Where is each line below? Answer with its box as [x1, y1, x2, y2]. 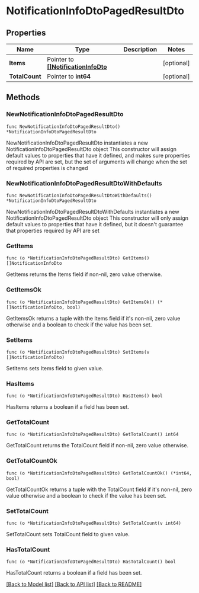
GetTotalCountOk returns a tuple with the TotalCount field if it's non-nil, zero [6, 486, 192, 493]
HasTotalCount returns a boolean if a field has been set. [6, 569, 142, 576]
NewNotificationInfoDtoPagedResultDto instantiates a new [6, 139, 149, 146]
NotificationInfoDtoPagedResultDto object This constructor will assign [6, 145, 176, 152]
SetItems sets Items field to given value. [6, 364, 104, 371]
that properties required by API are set [6, 227, 99, 234]
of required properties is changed [6, 164, 88, 171]
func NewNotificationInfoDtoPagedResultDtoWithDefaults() [6, 193, 152, 198]
